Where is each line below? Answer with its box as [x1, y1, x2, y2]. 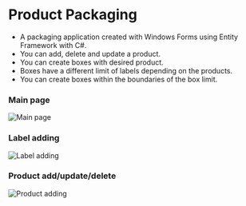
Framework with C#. [19, 40, 87, 50]
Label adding [8, 133, 60, 144]
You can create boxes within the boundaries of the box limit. [19, 74, 218, 84]
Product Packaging [8, 6, 137, 24]
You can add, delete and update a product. [19, 49, 161, 58]
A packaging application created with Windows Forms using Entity [19, 32, 238, 42]
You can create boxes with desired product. [19, 57, 164, 67]
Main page [8, 94, 50, 105]
